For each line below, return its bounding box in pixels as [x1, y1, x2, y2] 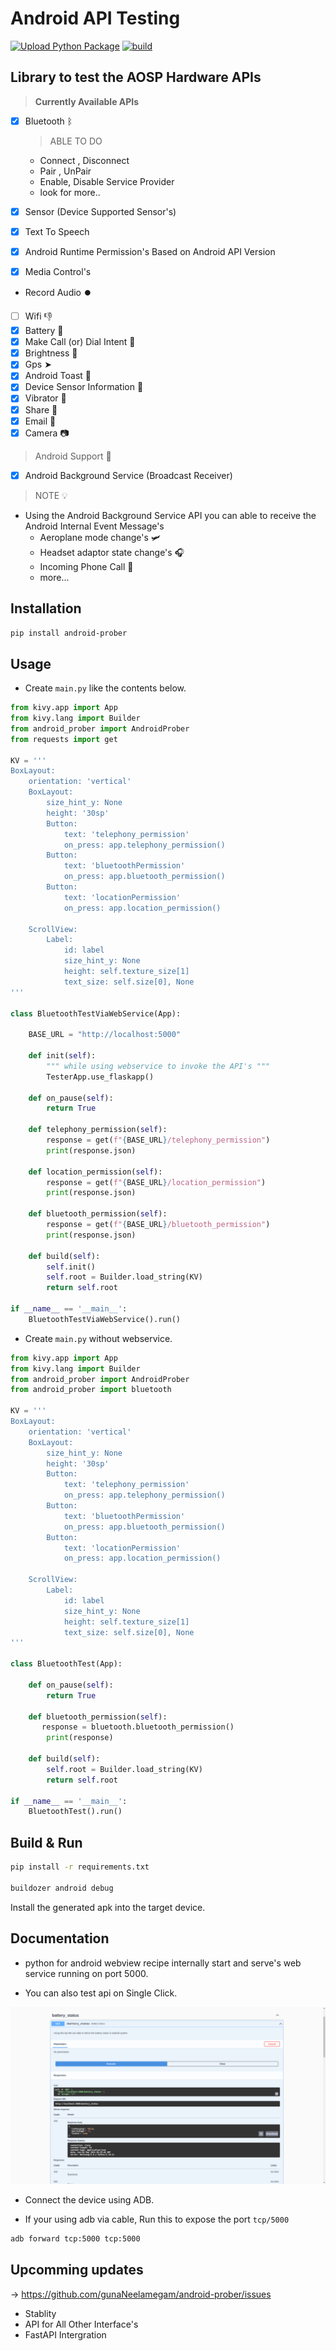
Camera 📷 [24, 427, 70, 439]
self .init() [46, 1262, 97, 1272]
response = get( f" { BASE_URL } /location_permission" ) [46, 1177, 267, 1187]
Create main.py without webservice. [24, 1332, 173, 1344]
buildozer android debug [10, 1883, 114, 1893]
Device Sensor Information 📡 [24, 381, 144, 393]
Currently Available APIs [34, 95, 140, 107]
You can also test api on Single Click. [24, 1987, 178, 1999]
